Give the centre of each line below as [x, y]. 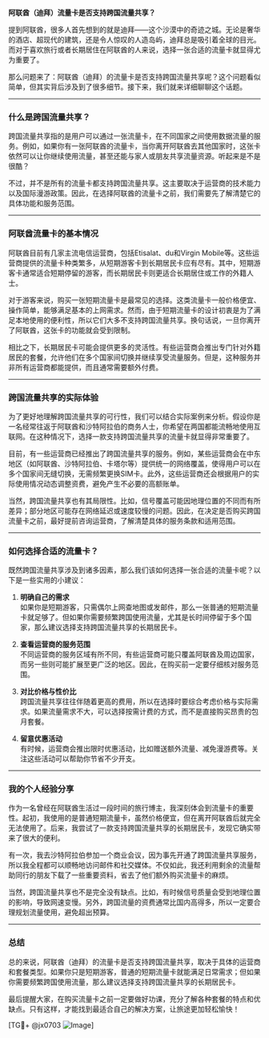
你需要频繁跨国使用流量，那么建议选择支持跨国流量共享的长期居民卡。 [124, 982]
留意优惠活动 [41, 739]
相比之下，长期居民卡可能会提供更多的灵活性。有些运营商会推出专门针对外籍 [134, 347]
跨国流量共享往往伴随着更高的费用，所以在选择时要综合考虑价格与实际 [136, 702]
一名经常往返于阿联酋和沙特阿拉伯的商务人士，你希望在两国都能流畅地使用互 [134, 426]
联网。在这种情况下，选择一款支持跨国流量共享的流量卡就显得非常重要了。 [131, 436]
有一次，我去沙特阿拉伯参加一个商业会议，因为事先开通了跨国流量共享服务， [134, 855]
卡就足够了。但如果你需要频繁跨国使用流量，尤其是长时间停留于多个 [132, 617]
